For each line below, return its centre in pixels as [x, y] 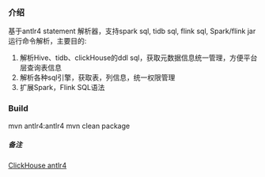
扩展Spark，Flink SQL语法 [62, 88]
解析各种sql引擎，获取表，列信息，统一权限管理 [97, 77]
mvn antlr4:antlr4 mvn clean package [69, 126]
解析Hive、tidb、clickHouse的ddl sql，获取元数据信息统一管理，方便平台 [138, 58]
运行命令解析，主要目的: [47, 41]
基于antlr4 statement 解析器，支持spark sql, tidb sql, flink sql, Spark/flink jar [132, 31]
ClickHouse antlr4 [38, 165]
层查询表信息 [40, 68]
